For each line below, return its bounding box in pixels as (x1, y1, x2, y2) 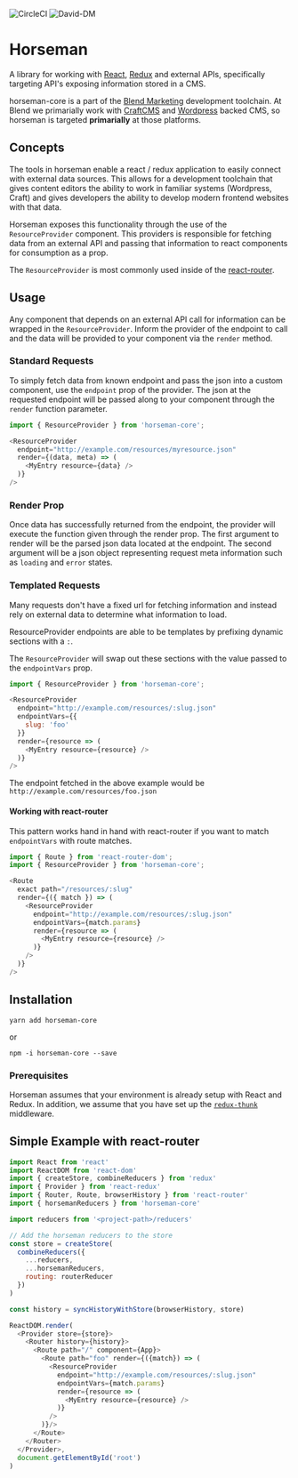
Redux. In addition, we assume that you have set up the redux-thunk (9, 1098, 258, 1109)
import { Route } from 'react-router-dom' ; (9, 852, 173, 862)
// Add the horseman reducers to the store (9, 1231, 173, 1240)
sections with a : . (9, 636, 74, 647)
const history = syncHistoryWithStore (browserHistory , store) (9, 1305, 245, 1313)
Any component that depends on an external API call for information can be (9, 314, 286, 325)
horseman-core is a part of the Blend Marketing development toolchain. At (9, 95, 282, 106)
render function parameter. (9, 403, 109, 414)
